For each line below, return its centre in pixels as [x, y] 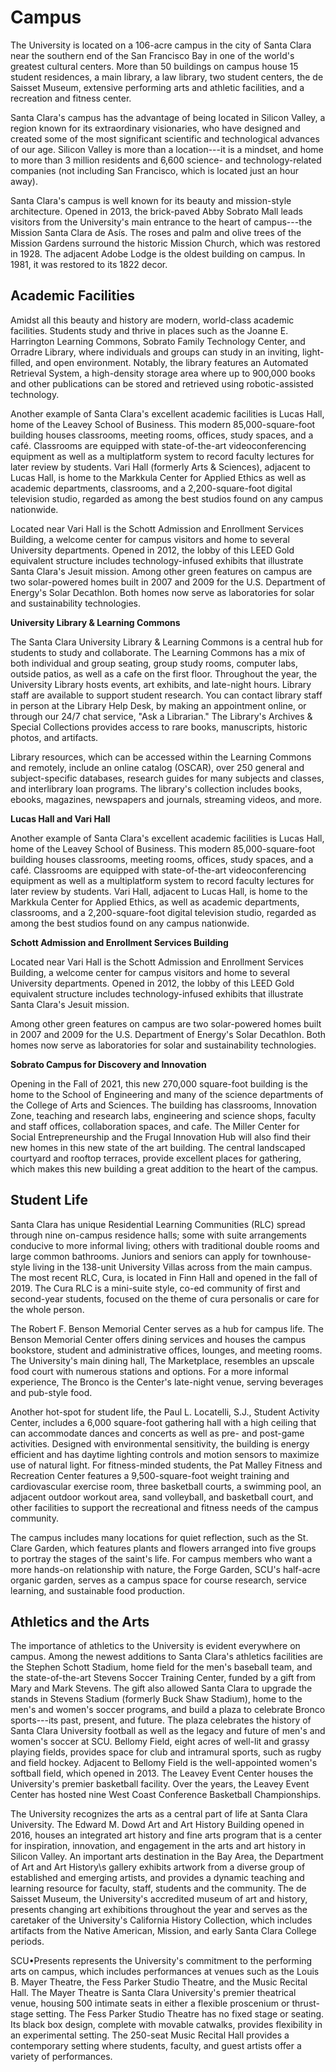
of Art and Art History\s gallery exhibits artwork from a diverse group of [158, 1867]
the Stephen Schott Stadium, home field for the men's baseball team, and [161, 1667]
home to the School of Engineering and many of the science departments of [167, 1094]
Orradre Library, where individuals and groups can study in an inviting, [155, 352]
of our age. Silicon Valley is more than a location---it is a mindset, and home [167, 149]
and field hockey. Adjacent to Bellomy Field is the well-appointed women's [164, 1763]
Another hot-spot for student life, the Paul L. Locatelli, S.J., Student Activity [165, 1412]
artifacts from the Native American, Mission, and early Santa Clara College [163, 1931]
